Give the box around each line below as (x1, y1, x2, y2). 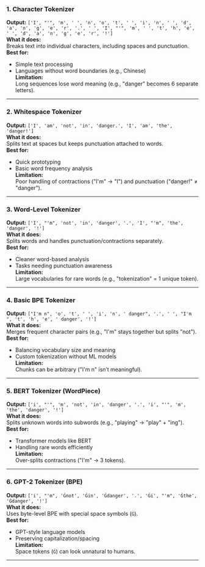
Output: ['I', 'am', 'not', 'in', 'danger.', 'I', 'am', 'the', (6, 121, 173, 129)
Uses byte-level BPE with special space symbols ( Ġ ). (6, 510, 138, 517)
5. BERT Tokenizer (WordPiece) (6, 387, 101, 395)
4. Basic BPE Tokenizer (6, 295, 76, 304)
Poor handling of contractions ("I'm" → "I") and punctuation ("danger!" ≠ (15, 178, 198, 185)
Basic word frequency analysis (15, 164, 93, 172)
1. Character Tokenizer (6, 5, 74, 13)
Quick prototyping (15, 158, 61, 165)
